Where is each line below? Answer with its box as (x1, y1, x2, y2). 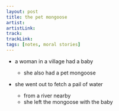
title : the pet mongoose (6, 14, 67, 20)
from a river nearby (23, 92, 71, 99)
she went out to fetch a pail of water (14, 80, 104, 87)
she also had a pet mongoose (23, 69, 96, 76)
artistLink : (6, 25, 36, 31)
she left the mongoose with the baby (23, 98, 114, 105)
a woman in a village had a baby (14, 57, 94, 65)
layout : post (6, 8, 38, 15)
